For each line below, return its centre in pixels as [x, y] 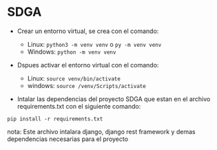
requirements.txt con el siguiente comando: [79, 106]
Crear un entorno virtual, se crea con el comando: [88, 31]
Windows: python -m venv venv [72, 52]
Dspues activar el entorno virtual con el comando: [88, 65]
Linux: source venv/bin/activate [74, 78]
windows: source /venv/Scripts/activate [86, 85]
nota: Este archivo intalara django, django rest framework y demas [101, 131]
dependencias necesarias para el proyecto [68, 139]
